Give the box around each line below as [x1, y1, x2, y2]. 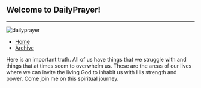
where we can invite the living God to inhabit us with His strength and [6, 68, 177, 75]
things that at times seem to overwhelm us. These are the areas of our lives [6, 62, 192, 69]
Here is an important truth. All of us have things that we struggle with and [6, 56, 187, 63]
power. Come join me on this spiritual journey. [6, 75, 119, 82]
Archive [14, 44, 34, 51]
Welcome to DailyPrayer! [6, 5, 100, 15]
